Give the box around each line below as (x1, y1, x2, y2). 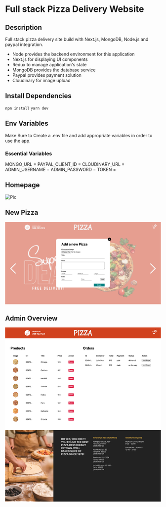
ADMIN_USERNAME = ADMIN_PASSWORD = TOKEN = (5, 166, 116, 172)
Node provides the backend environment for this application (12, 51, 135, 57)
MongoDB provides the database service (12, 67, 96, 73)
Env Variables (5, 119, 48, 128)
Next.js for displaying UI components (12, 56, 88, 62)
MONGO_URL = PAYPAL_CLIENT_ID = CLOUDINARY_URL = (5, 161, 125, 167)
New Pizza (5, 208, 39, 217)
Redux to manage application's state (12, 62, 87, 67)
